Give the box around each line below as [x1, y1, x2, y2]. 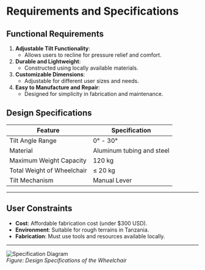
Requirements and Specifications [6, 4, 179, 18]
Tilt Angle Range [9, 136, 57, 145]
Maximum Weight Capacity [9, 156, 87, 164]
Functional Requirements [6, 29, 104, 39]
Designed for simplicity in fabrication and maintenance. [24, 90, 164, 97]
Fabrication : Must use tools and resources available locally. [15, 232, 165, 239]
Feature [36, 126, 60, 134]
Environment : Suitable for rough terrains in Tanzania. [15, 226, 149, 233]
